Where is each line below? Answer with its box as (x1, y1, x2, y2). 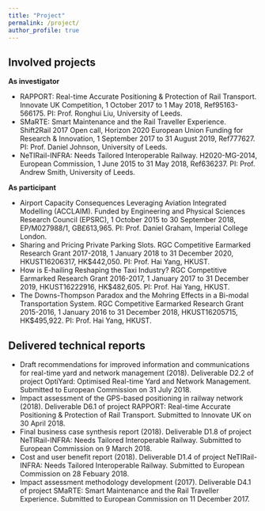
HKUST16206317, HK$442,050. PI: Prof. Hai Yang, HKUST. (19, 257, 210, 267)
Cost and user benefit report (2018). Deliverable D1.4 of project (19, 452, 225, 461)
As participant (8, 183, 57, 192)
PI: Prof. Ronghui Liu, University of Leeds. (47, 108, 184, 119)
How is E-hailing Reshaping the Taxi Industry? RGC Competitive (19, 266, 227, 275)
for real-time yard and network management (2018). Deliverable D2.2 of (19, 369, 255, 377)
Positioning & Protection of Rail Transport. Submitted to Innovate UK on (19, 411, 252, 419)
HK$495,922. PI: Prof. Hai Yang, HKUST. (19, 316, 152, 325)
